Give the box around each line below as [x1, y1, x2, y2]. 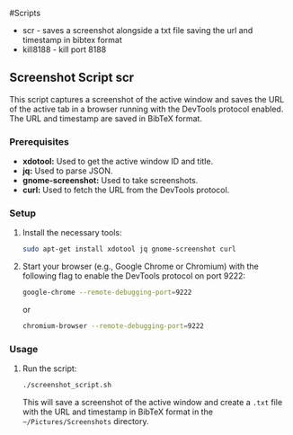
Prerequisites [9, 135, 69, 147]
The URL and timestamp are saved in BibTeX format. [9, 112, 202, 124]
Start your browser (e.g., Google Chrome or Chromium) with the [22, 261, 259, 272]
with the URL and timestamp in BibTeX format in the [22, 406, 214, 417]
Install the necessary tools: [22, 227, 122, 238]
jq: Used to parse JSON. [22, 165, 113, 176]
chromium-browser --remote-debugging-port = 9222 [22, 322, 204, 331]
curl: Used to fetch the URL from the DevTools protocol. [22, 184, 230, 196]
